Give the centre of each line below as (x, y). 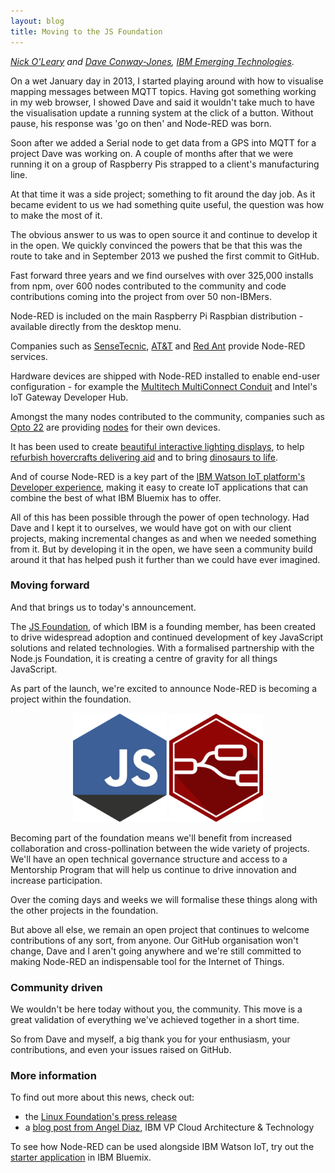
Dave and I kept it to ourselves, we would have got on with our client (151, 527)
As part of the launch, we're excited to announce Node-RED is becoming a (164, 688)
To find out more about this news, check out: (102, 1097)
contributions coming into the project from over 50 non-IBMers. (141, 296)
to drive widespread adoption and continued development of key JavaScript (167, 637)
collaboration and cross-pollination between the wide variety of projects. (160, 848)
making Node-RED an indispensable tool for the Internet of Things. (147, 961)
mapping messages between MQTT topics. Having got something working (163, 91)
